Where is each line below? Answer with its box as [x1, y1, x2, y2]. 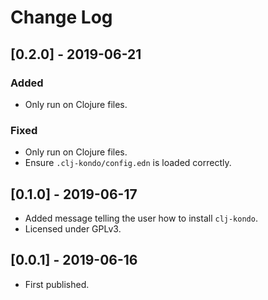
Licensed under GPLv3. [24, 222, 122, 235]
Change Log [10, 6, 113, 29]
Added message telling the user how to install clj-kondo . [24, 212, 258, 224]
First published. [24, 278, 90, 290]
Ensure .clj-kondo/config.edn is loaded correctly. [24, 157, 232, 169]
